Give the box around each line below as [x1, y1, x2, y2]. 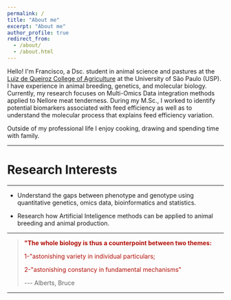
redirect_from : [7, 36, 51, 43]
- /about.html [13, 49, 54, 56]
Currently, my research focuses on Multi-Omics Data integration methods [7, 89, 215, 97]
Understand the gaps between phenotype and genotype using [16, 191, 195, 199]
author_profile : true [7, 29, 69, 36]
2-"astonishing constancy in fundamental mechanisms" [23, 265, 182, 273]
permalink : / [7, 10, 45, 17]
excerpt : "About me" [7, 23, 67, 30]
